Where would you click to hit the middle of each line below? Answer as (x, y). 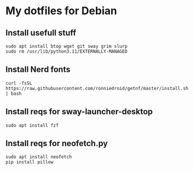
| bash (14, 93)
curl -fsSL (19, 83)
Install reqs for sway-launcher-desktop (79, 112)
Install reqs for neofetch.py (57, 143)
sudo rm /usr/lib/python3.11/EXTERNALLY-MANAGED (67, 51)
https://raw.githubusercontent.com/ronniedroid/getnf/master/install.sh (97, 88)
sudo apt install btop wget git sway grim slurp (67, 46)
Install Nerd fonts (38, 70)
